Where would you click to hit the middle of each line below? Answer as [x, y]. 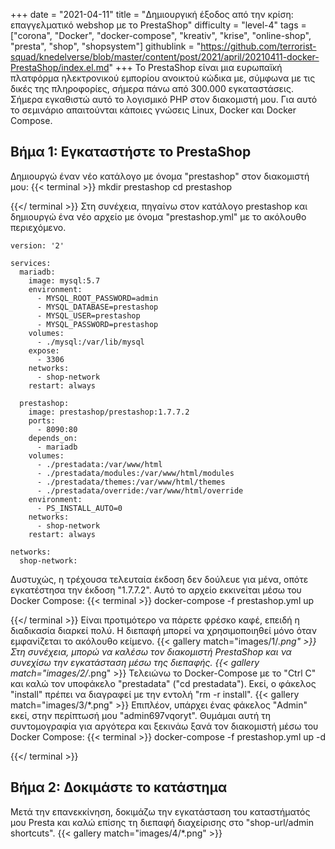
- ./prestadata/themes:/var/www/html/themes [131, 482]
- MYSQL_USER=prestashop [88, 315]
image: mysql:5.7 [64, 280]
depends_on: [53, 438]
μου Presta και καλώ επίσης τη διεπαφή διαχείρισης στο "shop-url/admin [162, 822]
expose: [44, 350]
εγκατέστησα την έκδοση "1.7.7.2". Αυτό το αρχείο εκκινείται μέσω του [156, 590]
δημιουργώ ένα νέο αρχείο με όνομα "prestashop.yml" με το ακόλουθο [158, 216]
